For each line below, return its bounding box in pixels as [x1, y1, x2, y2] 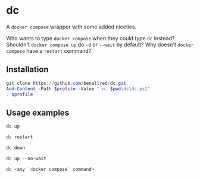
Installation [6, 65, 49, 75]
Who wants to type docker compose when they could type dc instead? [6, 34, 175, 42]
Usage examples [6, 107, 70, 117]
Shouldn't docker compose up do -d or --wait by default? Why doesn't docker [6, 41, 194, 48]
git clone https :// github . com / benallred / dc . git [6, 80, 127, 86]
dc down [6, 145, 26, 151]
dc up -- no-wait [6, 155, 46, 161]
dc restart [6, 134, 33, 140]
